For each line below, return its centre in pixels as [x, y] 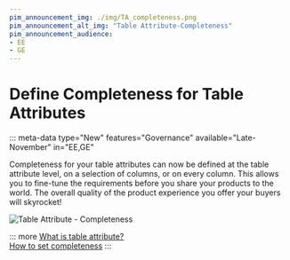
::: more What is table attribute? [67, 237]
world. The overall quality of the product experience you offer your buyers [145, 193]
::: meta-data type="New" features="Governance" [101, 138]
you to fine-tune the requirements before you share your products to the [141, 184]
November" [30, 147]
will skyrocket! [36, 202]
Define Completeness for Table [127, 95]
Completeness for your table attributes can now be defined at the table [139, 164]
